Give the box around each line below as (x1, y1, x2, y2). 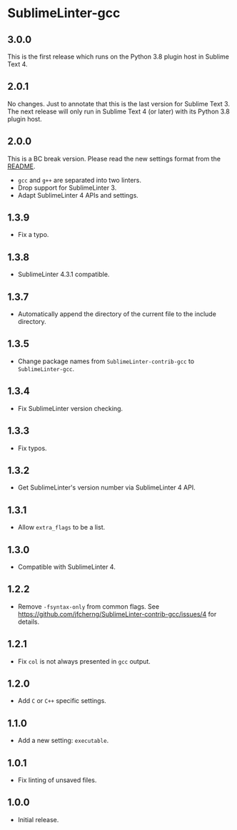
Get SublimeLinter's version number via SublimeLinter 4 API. (17, 483, 196, 492)
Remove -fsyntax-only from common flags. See (17, 602, 159, 611)
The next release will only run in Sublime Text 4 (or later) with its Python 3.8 (7, 107, 230, 116)
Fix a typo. (17, 231, 49, 239)
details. (17, 617, 40, 626)
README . (7, 162, 36, 171)
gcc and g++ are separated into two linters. (17, 176, 141, 184)
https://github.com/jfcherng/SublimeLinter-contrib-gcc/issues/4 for (17, 609, 217, 618)
